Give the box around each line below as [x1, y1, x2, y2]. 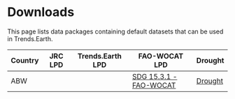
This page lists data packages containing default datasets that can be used [7, 27, 224, 36]
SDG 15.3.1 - [131, 71, 178, 81]
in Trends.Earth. [7, 34, 53, 43]
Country [10, 55, 39, 65]
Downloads [7, 4, 75, 20]
